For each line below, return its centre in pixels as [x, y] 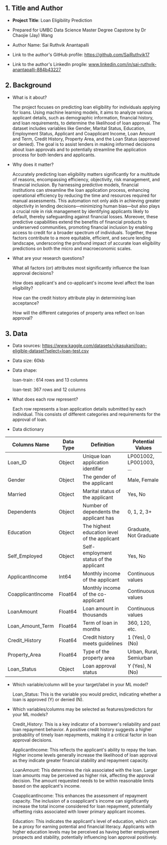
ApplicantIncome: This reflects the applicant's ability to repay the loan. [85, 750]
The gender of [99, 477]
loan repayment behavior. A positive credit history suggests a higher [82, 730]
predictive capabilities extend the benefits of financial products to [80, 222]
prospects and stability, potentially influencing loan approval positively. [85, 837]
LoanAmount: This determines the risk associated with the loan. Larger [85, 770]
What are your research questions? [48, 258]
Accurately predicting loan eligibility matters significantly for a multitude [86, 174]
